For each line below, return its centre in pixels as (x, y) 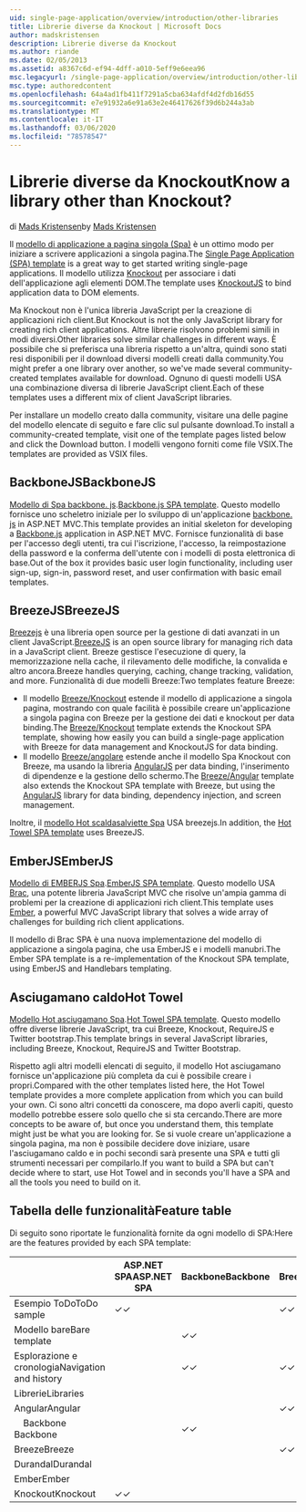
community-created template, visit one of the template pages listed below (148, 434)
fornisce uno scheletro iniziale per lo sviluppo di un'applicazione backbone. (151, 514)
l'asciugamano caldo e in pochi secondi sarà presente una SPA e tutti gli (145, 1154)
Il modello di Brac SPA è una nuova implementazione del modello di (136, 939)
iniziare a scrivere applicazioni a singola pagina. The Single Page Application (152, 254)
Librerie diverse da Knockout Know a (150, 182)
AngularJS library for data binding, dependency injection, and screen (152, 795)
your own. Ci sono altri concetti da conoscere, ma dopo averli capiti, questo (152, 1105)
